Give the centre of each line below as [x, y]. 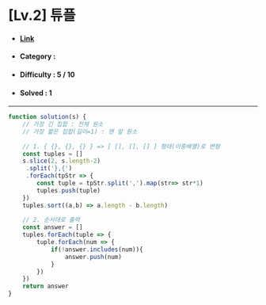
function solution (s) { [47, 117]
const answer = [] [53, 227]
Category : [38, 56]
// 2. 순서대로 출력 [51, 220]
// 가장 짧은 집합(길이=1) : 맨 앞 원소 [80, 132]
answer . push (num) [93, 257]
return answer [46, 286]
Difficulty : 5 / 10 [47, 74]
